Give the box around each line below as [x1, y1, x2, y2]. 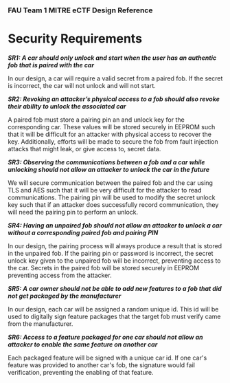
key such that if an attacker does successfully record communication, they [8, 200, 219, 208]
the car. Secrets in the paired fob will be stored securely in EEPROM [8, 263, 200, 272]
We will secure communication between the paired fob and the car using [8, 178, 214, 187]
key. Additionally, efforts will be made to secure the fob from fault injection [8, 137, 218, 146]
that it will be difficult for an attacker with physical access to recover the [8, 130, 212, 138]
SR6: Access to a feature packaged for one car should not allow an [8, 333, 203, 341]
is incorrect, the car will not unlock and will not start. [8, 81, 157, 89]
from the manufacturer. [8, 319, 73, 328]
